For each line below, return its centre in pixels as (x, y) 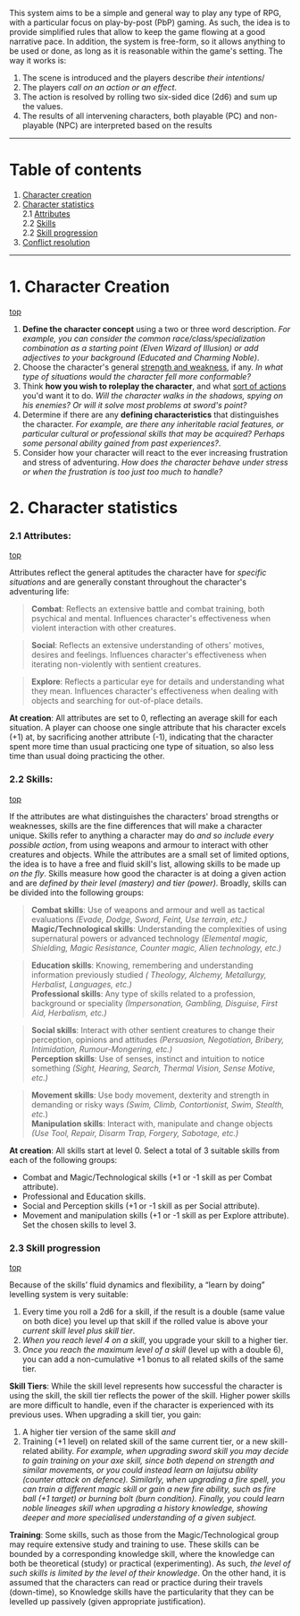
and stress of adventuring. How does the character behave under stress (155, 462)
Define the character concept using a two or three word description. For (156, 329)
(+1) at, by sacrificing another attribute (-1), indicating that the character (142, 737)
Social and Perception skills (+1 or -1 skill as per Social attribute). (141, 1206)
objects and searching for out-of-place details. (117, 701)
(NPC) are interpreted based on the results (134, 125)
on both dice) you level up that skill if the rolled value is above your (145, 1321)
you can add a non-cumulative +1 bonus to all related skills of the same (153, 1359)
